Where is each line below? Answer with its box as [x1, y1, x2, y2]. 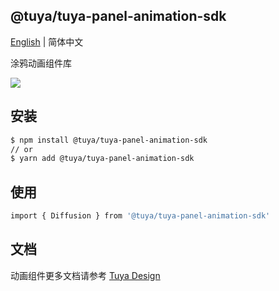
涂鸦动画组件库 [10, 57, 72, 69]
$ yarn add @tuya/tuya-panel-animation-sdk [10, 154, 195, 164]
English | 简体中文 [10, 35, 84, 48]
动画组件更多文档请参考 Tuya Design [10, 269, 161, 281]
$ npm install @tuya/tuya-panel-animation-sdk [10, 135, 208, 145]
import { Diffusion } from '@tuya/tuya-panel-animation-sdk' [10, 211, 271, 221]
